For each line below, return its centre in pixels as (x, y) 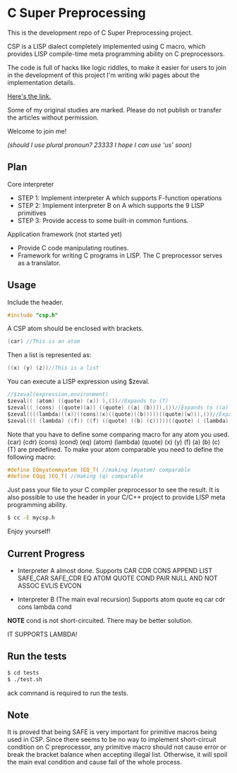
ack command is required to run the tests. (68, 693)
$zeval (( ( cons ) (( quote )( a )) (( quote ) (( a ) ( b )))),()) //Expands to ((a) (118, 407)
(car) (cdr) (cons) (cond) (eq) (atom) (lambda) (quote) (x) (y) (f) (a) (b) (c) (114, 442)
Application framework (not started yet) (65, 234)
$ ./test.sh (25, 679)
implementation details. (41, 82)
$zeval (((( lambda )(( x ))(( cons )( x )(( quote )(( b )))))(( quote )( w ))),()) (110, 414)
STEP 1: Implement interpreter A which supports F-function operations (120, 198)
